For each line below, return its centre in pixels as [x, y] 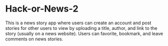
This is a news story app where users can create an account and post [78, 23]
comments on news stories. [34, 39]
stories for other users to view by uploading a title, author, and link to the [81, 28]
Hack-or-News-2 [42, 9]
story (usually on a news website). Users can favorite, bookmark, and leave [84, 33]
